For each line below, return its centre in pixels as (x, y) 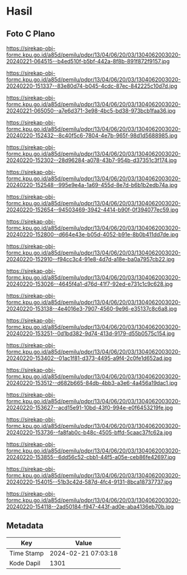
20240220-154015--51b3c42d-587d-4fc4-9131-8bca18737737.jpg (89, 482)
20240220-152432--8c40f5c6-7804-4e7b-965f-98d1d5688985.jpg (92, 136)
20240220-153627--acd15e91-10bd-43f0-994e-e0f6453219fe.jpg (90, 407)
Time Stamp (27, 553)
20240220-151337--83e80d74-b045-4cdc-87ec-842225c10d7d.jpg (92, 86)
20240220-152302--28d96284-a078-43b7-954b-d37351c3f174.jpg (92, 160)
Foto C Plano (31, 34)
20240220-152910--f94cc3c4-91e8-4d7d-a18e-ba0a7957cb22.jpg (90, 259)
